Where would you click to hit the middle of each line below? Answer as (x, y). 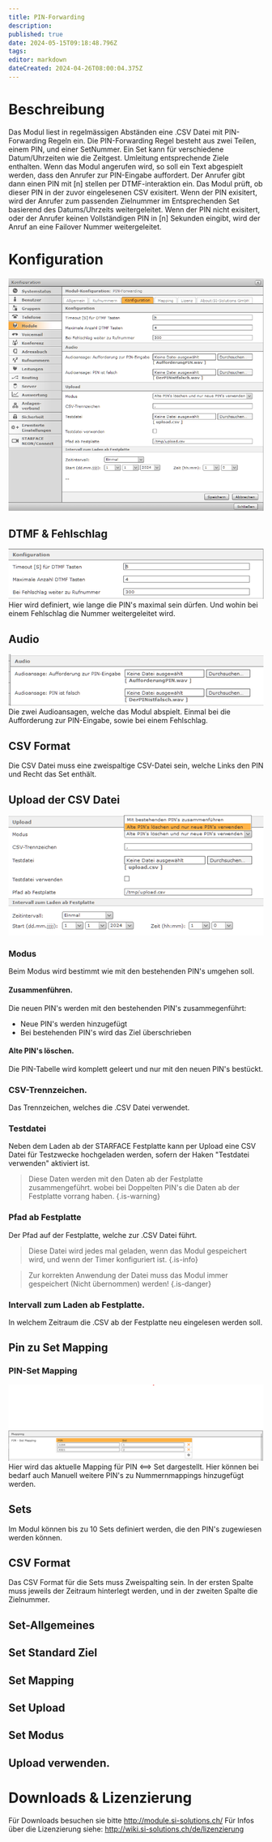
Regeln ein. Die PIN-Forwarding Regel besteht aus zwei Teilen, (152, 140)
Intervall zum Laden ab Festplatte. (77, 1304)
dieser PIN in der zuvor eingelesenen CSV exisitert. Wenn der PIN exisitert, (133, 192)
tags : (17, 51)
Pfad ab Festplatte (45, 1218)
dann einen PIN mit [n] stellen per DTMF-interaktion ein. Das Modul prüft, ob (136, 183)
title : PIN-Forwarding (47, 17)
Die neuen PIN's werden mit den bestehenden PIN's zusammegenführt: (127, 1008)
